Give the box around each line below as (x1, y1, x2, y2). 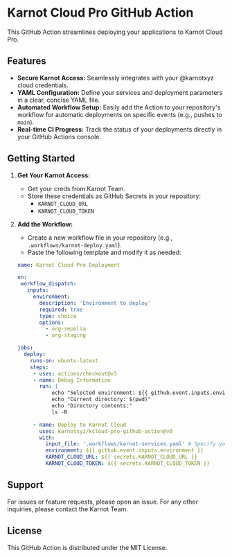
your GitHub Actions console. (17, 132, 102, 141)
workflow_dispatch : (20, 281, 77, 288)
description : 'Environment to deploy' (39, 299, 151, 306)
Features (7, 55, 46, 67)
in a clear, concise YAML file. (17, 96, 100, 104)
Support (7, 479, 44, 491)
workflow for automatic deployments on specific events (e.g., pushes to (17, 110, 223, 118)
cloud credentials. (17, 81, 69, 89)
